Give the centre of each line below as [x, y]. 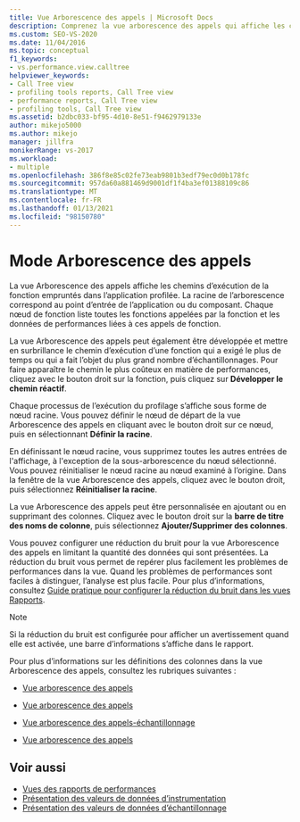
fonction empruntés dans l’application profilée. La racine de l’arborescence [147, 295]
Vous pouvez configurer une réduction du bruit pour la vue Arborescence [144, 543]
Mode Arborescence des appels [130, 261]
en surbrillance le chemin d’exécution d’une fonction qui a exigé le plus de [145, 350]
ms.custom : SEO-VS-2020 [54, 34]
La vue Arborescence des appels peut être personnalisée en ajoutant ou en [148, 506]
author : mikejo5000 [46, 126]
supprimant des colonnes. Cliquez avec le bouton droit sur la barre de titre [146, 516]
